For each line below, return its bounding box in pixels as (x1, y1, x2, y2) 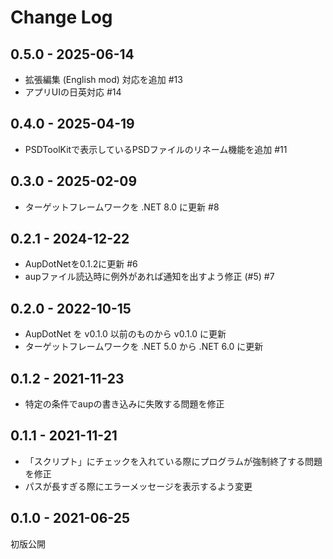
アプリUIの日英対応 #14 (24, 86, 122, 98)
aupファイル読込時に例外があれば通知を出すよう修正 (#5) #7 (24, 271, 275, 283)
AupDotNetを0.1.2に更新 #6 (24, 258, 138, 270)
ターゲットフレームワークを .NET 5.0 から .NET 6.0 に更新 (24, 341, 264, 353)
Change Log (10, 6, 113, 29)
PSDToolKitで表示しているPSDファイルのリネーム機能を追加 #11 (24, 143, 288, 155)
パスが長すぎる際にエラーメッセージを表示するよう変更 (24, 480, 253, 492)
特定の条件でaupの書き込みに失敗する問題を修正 (24, 398, 225, 410)
